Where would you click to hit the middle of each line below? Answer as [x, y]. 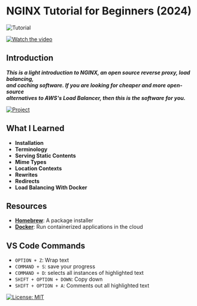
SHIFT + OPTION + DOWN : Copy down [59, 279]
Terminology [31, 149]
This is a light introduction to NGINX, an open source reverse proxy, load [98, 72]
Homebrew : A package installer [54, 220]
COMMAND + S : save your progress [55, 266]
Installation [29, 143]
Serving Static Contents [45, 155]
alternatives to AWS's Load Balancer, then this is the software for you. [96, 98]
